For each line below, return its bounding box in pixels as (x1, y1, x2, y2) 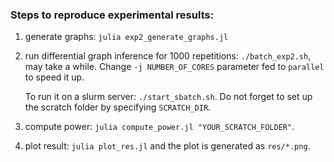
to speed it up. (24, 71, 85, 83)
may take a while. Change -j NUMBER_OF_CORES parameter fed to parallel (24, 61, 325, 73)
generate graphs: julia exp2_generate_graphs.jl (24, 31, 229, 43)
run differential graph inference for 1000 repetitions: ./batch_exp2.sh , (24, 50, 312, 62)
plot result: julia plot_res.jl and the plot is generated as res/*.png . (24, 140, 311, 152)
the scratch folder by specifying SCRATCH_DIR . (24, 101, 212, 113)
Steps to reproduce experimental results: (10, 8, 215, 22)
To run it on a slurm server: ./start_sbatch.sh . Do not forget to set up (24, 91, 313, 103)
